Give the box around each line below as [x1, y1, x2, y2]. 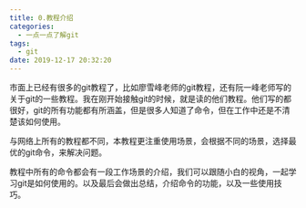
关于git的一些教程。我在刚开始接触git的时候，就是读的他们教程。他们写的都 [9, 93, 292, 104]
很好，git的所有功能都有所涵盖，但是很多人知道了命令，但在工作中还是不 [9, 105, 282, 115]
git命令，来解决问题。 [25, 147, 107, 158]
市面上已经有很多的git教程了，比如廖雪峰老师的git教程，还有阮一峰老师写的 [9, 82, 292, 92]
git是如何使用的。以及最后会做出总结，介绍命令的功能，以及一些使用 [16, 178, 275, 188]
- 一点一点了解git [17, 30, 79, 39]
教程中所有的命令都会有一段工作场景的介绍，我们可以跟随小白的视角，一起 [9, 166, 289, 177]
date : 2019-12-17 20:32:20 [9, 56, 112, 65]
